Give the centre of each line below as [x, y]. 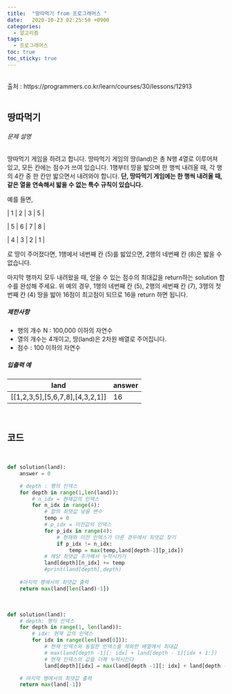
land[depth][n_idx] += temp [85, 563]
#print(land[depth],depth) [83, 570]
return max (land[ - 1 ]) [50, 685]
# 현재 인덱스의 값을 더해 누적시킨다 [89, 660]
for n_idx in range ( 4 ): [66, 505]
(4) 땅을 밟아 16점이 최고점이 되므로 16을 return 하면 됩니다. [108, 295]
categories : [24, 26]
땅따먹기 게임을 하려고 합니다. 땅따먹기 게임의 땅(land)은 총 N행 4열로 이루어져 [113, 159]
